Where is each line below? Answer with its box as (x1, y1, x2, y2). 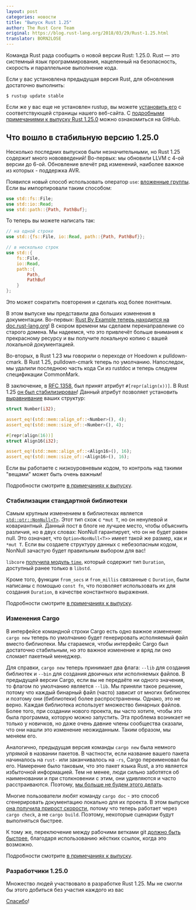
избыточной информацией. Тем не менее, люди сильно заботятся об (6, 768, 180, 775)
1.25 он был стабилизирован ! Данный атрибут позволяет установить (6, 388, 178, 395)
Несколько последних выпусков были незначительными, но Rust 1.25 (6, 148, 180, 155)
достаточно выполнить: (6, 82, 66, 88)
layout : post (6, 8, 38, 15)
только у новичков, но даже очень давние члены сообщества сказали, (6, 720, 184, 727)
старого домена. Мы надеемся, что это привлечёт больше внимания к (6, 329, 183, 336)
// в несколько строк (6, 244, 59, 250)
